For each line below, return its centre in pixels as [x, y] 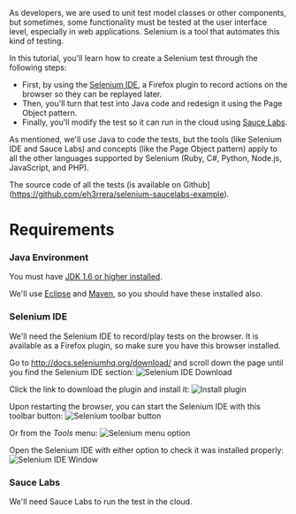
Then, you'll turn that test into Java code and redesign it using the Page [152, 104]
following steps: [38, 67]
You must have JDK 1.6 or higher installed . [86, 277]
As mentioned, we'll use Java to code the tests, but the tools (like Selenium [146, 139]
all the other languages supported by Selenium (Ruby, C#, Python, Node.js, [146, 158]
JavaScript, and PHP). [49, 168]
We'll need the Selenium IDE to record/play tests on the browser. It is [134, 336]
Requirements [62, 230]
